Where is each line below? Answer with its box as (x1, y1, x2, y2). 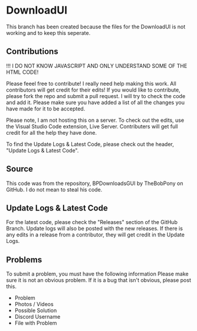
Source (6, 164, 34, 174)
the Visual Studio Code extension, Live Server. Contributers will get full (6, 122, 178, 130)
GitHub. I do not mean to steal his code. (6, 186, 103, 193)
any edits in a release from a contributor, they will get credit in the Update (6, 231, 185, 238)
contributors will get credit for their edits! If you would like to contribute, (6, 86, 181, 93)
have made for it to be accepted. (6, 105, 86, 112)
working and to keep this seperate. (6, 29, 91, 36)
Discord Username (14, 313, 61, 320)
